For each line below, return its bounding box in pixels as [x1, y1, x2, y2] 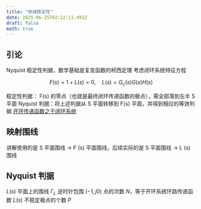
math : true [6, 25, 34, 32]
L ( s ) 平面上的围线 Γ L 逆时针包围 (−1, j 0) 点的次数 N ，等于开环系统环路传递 [6, 188, 188, 196]
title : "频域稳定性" [6, 8, 53, 15]
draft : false [6, 20, 39, 26]
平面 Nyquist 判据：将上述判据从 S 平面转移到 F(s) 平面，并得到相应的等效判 [6, 100, 195, 107]
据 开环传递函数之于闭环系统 [6, 107, 76, 114]
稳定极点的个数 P [29, 196, 72, 204]
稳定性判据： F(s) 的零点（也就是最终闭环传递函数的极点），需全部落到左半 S [6, 92, 196, 99]
